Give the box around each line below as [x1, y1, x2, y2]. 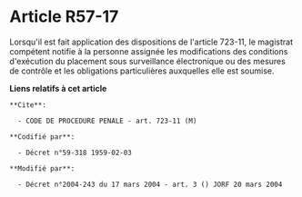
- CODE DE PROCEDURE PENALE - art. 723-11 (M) [17, 116, 197, 125]
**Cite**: [9, 100, 47, 110]
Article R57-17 [9, 6, 119, 27]
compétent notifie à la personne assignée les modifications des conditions [9, 45, 288, 56]
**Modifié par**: [9, 163, 75, 173]
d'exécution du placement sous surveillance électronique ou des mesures [9, 55, 287, 66]
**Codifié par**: [9, 132, 75, 142]
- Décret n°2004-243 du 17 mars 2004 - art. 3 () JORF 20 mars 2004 [17, 180, 283, 189]
